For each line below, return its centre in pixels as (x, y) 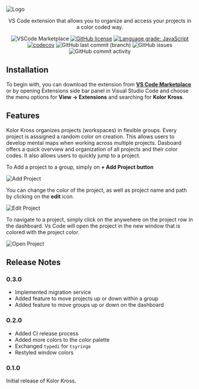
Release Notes (34, 262)
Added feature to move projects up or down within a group (86, 298)
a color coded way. (100, 27)
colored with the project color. (43, 232)
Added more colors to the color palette (62, 340)
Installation (27, 70)
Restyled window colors (44, 352)
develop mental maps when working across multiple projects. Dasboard (94, 142)
